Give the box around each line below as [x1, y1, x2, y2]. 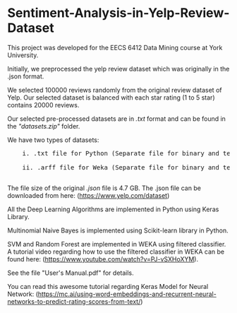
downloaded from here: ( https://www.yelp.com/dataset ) [7, 191, 170, 199]
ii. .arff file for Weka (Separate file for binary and [22, 163, 220, 171]
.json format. [7, 72, 44, 81]
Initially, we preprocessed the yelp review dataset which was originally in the [7, 64, 230, 73]
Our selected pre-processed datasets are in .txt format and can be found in [7, 114, 226, 123]
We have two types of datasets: [7, 136, 99, 144]
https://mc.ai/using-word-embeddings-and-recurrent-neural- [37, 290, 217, 298]
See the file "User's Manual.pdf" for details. [7, 268, 134, 277]
